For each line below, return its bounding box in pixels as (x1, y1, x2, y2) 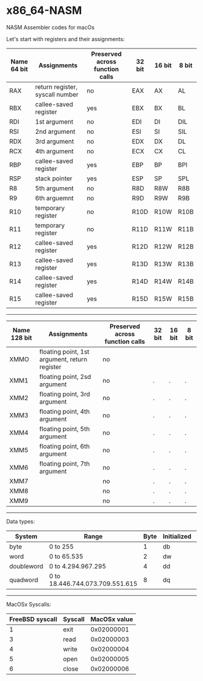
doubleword (9, 562, 43, 570)
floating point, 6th (39, 442, 90, 450)
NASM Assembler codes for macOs (6, 24, 95, 31)
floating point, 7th (39, 459, 90, 468)
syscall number (35, 90, 79, 99)
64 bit (10, 65, 28, 73)
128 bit (11, 334, 32, 342)
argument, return (39, 355, 88, 363)
